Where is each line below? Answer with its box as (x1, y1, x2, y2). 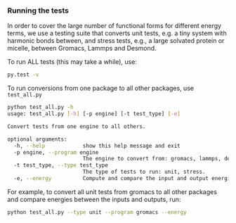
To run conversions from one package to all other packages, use (7, 84, 195, 93)
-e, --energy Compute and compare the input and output (13, 175, 209, 182)
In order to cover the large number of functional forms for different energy (7, 22, 222, 30)
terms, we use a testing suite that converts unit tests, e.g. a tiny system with (7, 29, 227, 37)
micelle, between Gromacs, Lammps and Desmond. (7, 44, 157, 53)
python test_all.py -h (7, 104, 74, 111)
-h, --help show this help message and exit (13, 142, 181, 149)
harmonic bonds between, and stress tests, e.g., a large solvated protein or (7, 37, 225, 45)
